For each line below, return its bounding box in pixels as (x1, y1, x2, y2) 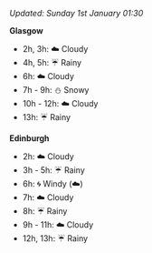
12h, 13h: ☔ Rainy (22, 233, 89, 244)
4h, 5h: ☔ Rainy (22, 57, 82, 67)
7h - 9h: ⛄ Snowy (22, 85, 90, 95)
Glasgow (9, 25, 43, 35)
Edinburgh (9, 133, 50, 144)
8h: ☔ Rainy (22, 206, 68, 217)
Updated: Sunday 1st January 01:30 (9, 8, 144, 18)
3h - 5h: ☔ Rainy (22, 165, 86, 176)
